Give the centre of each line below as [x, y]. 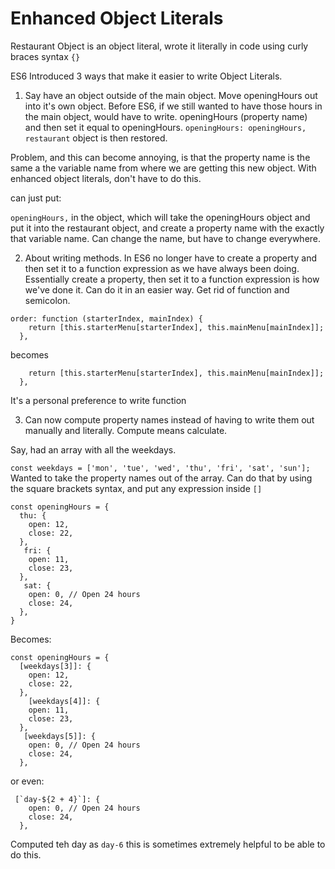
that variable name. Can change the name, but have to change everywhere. [166, 238]
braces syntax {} [45, 56]
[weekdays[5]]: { [60, 736]
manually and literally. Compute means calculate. [126, 430]
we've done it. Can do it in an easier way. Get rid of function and [157, 289]
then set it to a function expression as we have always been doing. [162, 268]
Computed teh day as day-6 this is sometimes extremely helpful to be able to [168, 844]
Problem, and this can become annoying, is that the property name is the [160, 157]
